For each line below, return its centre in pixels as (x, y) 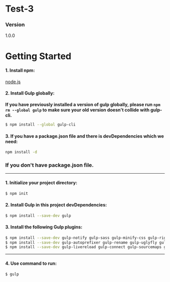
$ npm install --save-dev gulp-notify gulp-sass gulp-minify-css (75, 238)
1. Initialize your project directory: (41, 182)
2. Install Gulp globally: (30, 93)
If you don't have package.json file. (50, 165)
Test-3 (19, 9)
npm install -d (21, 152)
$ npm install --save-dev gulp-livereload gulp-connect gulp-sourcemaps (83, 247)
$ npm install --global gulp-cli (40, 125)
